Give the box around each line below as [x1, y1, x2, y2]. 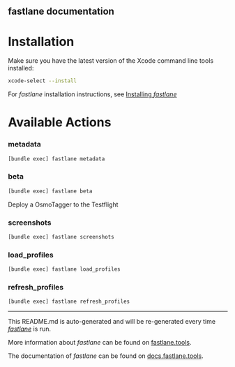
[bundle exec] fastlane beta [8, 188, 93, 195]
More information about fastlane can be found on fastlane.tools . [8, 338, 192, 347]
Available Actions [8, 114, 112, 130]
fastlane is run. [8, 324, 52, 334]
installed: [8, 64, 34, 73]
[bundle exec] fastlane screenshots [8, 234, 114, 241]
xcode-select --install [8, 77, 77, 84]
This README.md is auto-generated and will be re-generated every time [8, 317, 215, 326]
